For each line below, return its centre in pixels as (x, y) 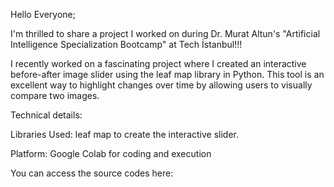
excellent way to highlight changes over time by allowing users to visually (161, 85)
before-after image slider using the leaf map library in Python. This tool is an (167, 74)
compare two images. (55, 95)
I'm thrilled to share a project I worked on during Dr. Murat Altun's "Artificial (165, 33)
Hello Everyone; (43, 14)
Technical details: (46, 115)
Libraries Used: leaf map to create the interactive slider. (124, 134)
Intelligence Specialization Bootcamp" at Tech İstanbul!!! (126, 44)
